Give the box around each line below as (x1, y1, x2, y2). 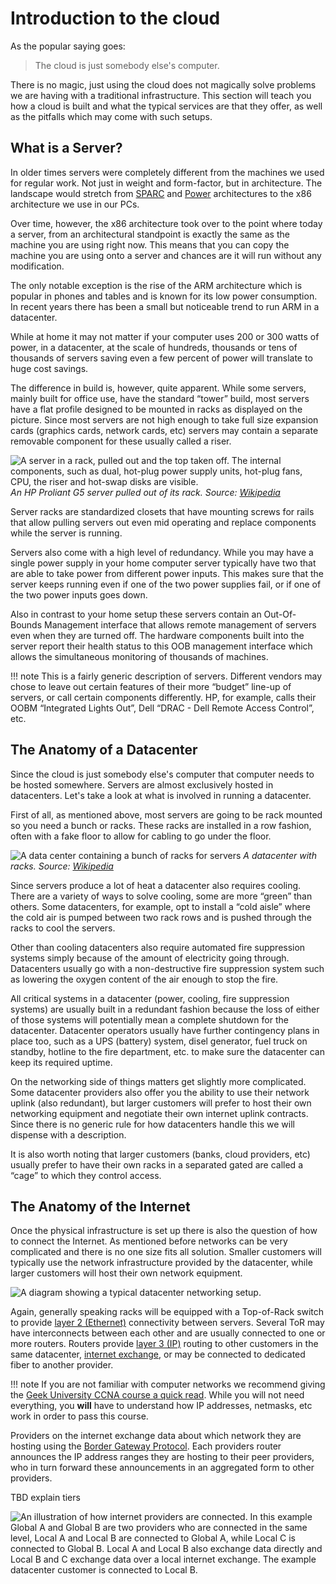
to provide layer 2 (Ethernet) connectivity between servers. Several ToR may (10, 1317, 325, 1329)
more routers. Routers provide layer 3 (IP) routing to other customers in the (10, 1338, 319, 1350)
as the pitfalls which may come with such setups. (10, 110, 213, 122)
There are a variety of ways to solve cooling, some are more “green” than (10, 890, 313, 902)
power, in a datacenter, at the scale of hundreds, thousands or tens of (10, 341, 298, 353)
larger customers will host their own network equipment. (10, 1267, 243, 1279)
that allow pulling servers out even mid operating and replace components (10, 516, 317, 528)
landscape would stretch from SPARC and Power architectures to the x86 (10, 187, 312, 199)
